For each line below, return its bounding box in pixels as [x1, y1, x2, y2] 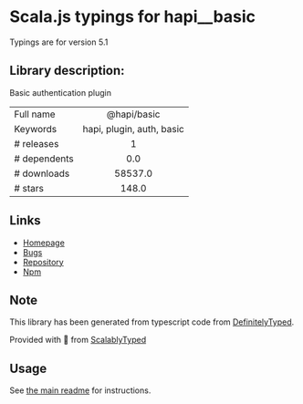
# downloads [14, 167, 70, 180]
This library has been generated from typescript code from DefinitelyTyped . [9, 316, 295, 327]
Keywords [14, 122, 57, 135]
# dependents [14, 152, 75, 165]
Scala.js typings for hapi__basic [9, 6, 256, 27]
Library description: [9, 63, 125, 78]
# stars [14, 181, 44, 194]
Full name [14, 108, 57, 120]
